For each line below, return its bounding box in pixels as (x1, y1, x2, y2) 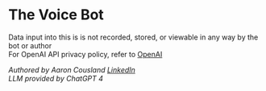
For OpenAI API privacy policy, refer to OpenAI (8, 49, 163, 59)
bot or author (8, 40, 52, 50)
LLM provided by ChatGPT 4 (8, 73, 103, 83)
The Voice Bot (8, 6, 105, 24)
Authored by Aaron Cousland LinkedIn (8, 64, 135, 74)
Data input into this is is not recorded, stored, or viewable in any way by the (8, 32, 259, 42)
